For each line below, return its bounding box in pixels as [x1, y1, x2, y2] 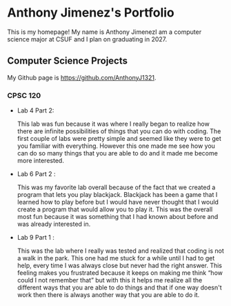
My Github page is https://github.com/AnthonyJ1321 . [7, 73, 157, 82]
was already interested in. [17, 220, 91, 229]
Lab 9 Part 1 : [17, 233, 55, 242]
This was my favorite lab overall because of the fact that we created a [17, 183, 216, 191]
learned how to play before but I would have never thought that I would [17, 198, 219, 207]
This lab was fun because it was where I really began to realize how [17, 119, 210, 128]
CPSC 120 [7, 90, 41, 100]
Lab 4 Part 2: [17, 106, 54, 115]
